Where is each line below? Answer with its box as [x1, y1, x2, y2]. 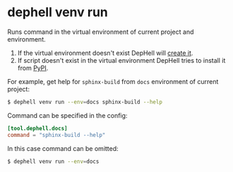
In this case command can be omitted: [7, 144, 119, 152]
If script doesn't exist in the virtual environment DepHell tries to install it [17, 56, 226, 64]
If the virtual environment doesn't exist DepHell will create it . [17, 49, 193, 57]
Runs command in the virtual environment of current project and [7, 27, 194, 36]
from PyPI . [17, 63, 49, 72]
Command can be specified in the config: [7, 111, 128, 120]
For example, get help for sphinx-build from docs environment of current [7, 77, 219, 85]
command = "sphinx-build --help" [7, 131, 106, 138]
